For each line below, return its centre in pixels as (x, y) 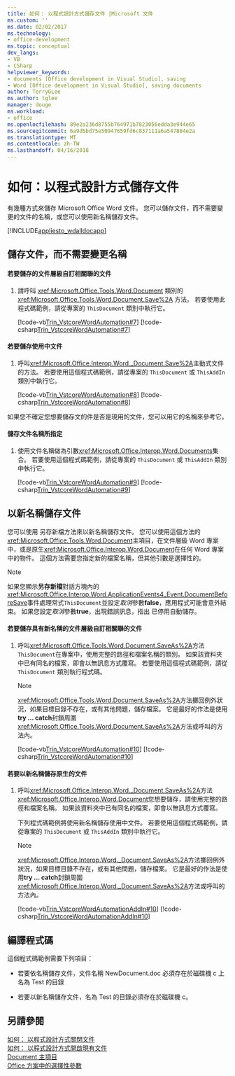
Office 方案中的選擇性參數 (45, 1065)
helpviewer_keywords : (39, 72)
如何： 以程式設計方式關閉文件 (51, 1039)
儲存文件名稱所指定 (35, 434)
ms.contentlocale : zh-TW (43, 144)
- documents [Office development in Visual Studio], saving (97, 79)
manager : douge (29, 105)
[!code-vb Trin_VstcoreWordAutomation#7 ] (78, 322)
